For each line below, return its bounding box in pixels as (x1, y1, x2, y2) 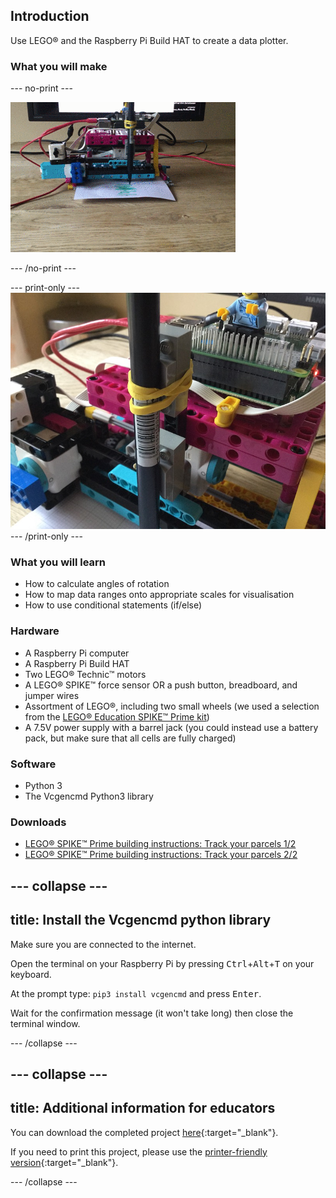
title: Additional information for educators (10, 1100, 276, 1117)
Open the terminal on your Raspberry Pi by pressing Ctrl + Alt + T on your (10, 957, 315, 969)
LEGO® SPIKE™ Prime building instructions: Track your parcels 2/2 (24, 849, 298, 861)
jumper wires (24, 689, 80, 701)
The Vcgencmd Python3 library (24, 790, 154, 802)
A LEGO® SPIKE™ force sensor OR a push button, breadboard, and (24, 679, 298, 691)
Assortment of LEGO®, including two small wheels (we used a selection (24, 700, 320, 712)
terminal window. (10, 1017, 81, 1029)
